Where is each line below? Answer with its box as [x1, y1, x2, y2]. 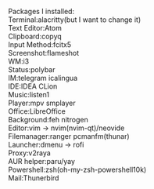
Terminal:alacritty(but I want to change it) [8, 15, 141, 24]
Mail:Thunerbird [8, 173, 59, 183]
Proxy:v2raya [8, 148, 51, 158]
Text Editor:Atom [8, 24, 63, 32]
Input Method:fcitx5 [8, 40, 72, 49]
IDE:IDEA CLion [8, 82, 58, 91]
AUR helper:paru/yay [8, 157, 76, 165]
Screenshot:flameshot [8, 49, 80, 57]
